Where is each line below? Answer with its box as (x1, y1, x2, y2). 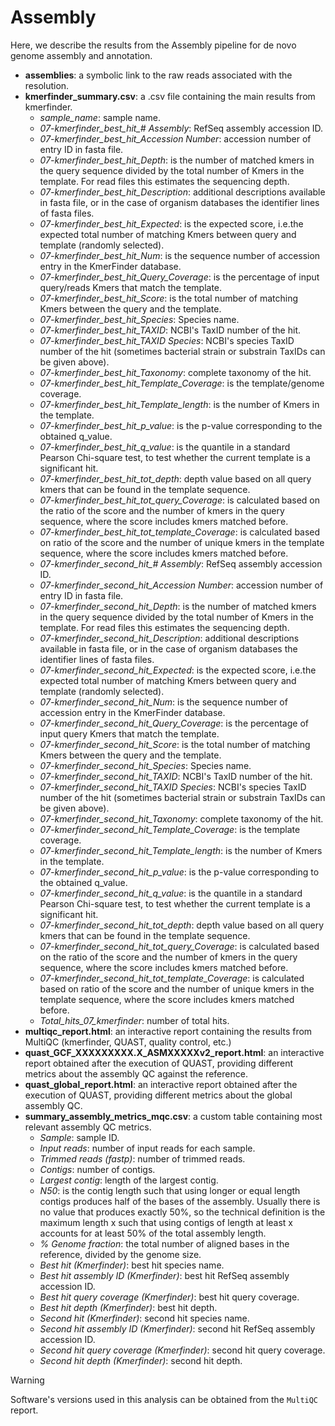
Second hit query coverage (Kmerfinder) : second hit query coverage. (39, 1344, 326, 1356)
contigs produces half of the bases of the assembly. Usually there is (39, 1195, 321, 1207)
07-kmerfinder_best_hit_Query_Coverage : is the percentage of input (39, 271, 320, 283)
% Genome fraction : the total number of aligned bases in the (39, 1237, 290, 1250)
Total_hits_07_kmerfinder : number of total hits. (39, 1014, 230, 1026)
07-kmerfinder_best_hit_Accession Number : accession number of (39, 132, 312, 145)
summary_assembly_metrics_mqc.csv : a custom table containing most (24, 1110, 323, 1122)
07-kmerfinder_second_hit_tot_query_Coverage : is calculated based (39, 940, 320, 952)
